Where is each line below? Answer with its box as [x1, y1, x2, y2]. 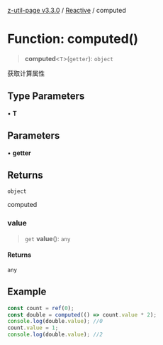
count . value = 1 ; [7, 324, 59, 331]
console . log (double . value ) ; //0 [7, 318, 103, 325]
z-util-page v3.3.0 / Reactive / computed [7, 6, 126, 14]
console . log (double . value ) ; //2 [7, 331, 103, 339]
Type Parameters [7, 90, 85, 102]
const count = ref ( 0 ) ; [7, 304, 74, 312]
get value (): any [24, 234, 71, 243]
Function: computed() [7, 31, 138, 47]
